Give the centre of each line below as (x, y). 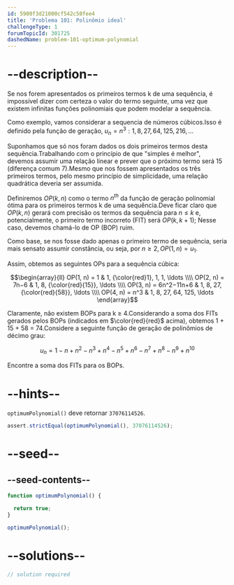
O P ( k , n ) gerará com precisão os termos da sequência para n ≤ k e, (104, 213)
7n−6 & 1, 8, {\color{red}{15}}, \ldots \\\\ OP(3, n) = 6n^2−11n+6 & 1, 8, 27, (117, 285)
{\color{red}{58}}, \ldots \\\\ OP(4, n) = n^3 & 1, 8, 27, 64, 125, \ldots (117, 292)
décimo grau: (26, 335)
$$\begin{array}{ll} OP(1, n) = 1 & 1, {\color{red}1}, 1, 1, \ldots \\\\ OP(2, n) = (117, 277)
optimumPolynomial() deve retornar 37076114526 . (76, 413)
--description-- (53, 75)
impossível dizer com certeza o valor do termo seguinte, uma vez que (108, 101)
